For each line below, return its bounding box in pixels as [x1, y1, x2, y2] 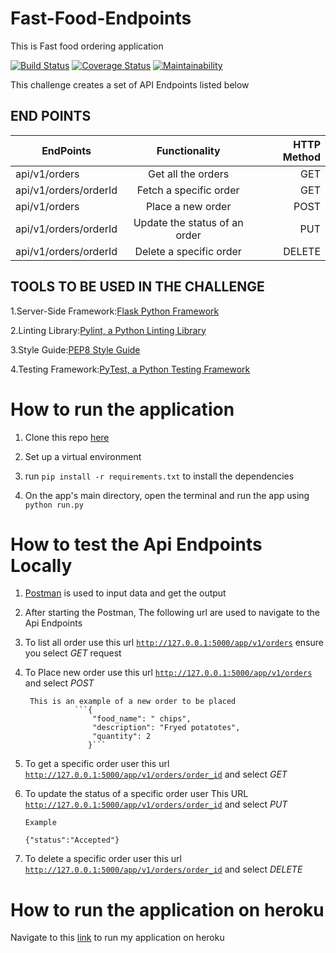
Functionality [156, 143, 221, 157]
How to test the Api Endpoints [10, 533, 263, 556]
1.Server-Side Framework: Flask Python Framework [10, 305, 220, 317]
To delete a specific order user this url [24, 853, 182, 865]
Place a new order [145, 199, 232, 213]
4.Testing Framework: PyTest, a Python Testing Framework [10, 363, 251, 375]
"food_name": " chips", [92, 714, 192, 724]
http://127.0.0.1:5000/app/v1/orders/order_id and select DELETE [24, 863, 303, 876]
